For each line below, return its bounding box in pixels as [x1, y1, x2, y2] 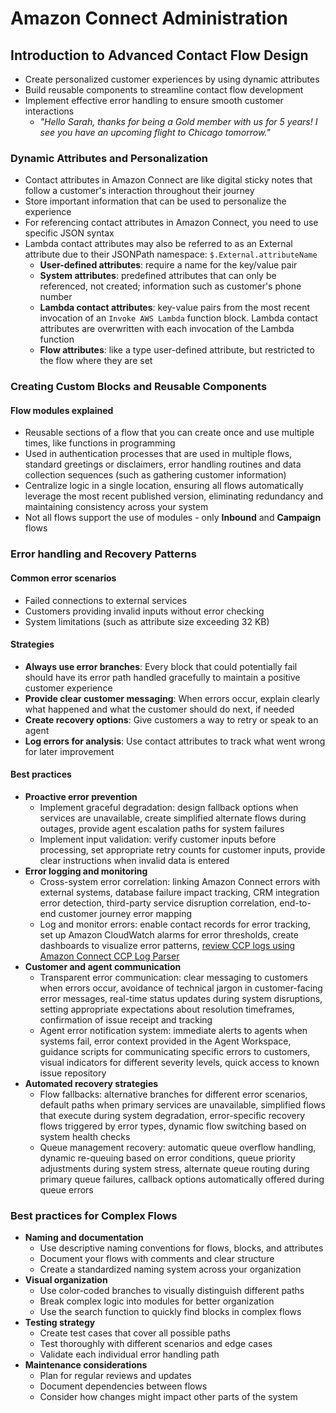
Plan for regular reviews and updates [39, 1370, 192, 1382]
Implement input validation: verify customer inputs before [39, 833, 277, 845]
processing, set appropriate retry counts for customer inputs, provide [39, 843, 326, 856]
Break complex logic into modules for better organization [39, 1295, 275, 1307]
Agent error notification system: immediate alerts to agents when [39, 1024, 308, 1036]
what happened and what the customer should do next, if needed [24, 703, 295, 715]
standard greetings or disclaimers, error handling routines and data [24, 458, 302, 471]
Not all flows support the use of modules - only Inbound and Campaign [24, 512, 322, 524]
